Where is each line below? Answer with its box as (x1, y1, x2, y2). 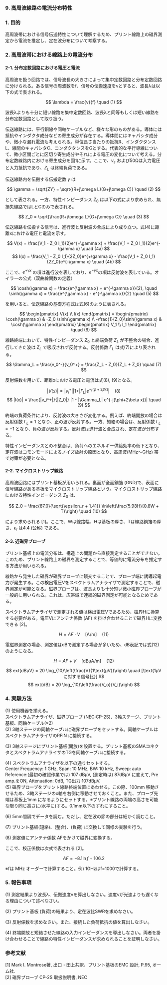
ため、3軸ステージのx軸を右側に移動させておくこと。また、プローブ (13, 790, 154, 796)
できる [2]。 (5, 621, 30, 628)
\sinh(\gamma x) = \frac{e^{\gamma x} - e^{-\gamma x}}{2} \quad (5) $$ (9, 291, 159, 297)
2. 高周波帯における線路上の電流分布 (5, 51, 93, 58)
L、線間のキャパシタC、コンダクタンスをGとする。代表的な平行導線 (5, 145, 145, 151)
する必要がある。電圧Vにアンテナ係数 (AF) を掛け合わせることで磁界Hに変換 (5, 615, 163, 621)
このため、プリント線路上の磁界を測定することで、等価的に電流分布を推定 (5, 556, 158, 563)
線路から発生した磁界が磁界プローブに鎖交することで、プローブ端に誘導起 (5, 573, 158, 579)
